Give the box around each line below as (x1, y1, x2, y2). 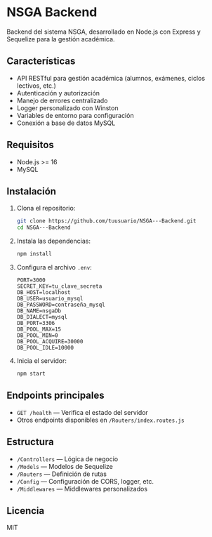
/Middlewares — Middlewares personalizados (16, 484, 148, 493)
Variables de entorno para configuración (16, 111, 134, 119)
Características (6, 55, 76, 67)
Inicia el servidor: (16, 357, 67, 365)
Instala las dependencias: (16, 237, 91, 246)
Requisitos (6, 139, 54, 151)
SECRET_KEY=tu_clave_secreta (16, 283, 102, 290)
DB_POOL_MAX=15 (16, 326, 62, 333)
